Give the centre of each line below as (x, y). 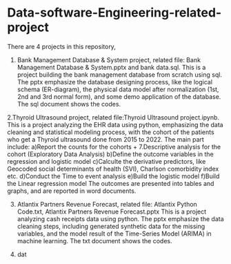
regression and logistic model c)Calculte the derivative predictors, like (107, 161)
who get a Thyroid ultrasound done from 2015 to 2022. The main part (106, 139)
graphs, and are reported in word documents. (72, 191)
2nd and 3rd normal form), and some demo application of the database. (119, 96)
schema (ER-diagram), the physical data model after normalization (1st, (118, 89)
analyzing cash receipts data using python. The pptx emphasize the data (120, 218)
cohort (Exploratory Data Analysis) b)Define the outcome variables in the (110, 154)
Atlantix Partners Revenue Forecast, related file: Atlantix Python (107, 204)
